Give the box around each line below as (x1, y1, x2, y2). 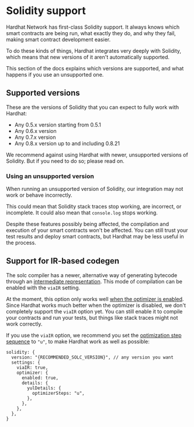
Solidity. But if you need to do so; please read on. (6, 157, 124, 165)
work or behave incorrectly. (6, 192, 72, 199)
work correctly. (6, 320, 43, 327)
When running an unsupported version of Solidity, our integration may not (6, 186, 183, 193)
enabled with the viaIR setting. (6, 284, 81, 291)
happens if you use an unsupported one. (6, 71, 104, 78)
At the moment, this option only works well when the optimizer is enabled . (6, 295, 184, 302)
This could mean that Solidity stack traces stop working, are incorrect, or (6, 203, 182, 210)
